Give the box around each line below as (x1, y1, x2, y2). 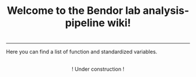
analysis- (142, 4, 190, 17)
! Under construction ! (72, 65, 124, 73)
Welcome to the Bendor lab (6, 4, 141, 17)
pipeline (65, 16, 105, 30)
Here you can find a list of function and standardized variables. (6, 48, 157, 56)
